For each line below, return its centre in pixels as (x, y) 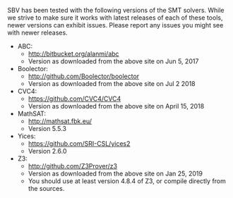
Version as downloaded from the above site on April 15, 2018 (116, 106)
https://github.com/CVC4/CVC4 (74, 99)
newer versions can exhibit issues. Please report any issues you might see (115, 25)
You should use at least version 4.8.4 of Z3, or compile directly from (127, 181)
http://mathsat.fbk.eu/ (60, 121)
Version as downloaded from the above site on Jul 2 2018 (112, 83)
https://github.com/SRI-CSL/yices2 (79, 143)
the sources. (46, 188)
